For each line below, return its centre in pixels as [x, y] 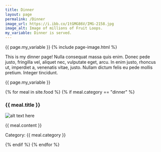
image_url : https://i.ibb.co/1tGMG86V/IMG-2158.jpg [59, 24]
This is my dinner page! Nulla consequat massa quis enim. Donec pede [78, 57]
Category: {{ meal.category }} [35, 135]
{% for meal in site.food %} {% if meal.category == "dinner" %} [70, 92]
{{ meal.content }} [24, 126]
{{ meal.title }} [23, 105]
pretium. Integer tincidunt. [32, 73]
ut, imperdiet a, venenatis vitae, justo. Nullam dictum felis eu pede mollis [79, 67]
